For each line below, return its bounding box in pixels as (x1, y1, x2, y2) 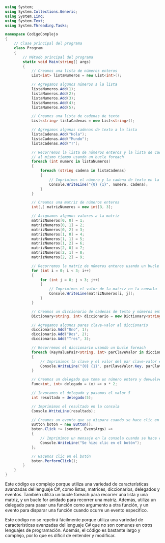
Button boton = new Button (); (31, 422, 93, 427)
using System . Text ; (5, 18, 45, 23)
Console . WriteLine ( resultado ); (31, 408, 96, 413)
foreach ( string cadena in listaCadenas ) (40, 168, 126, 173)
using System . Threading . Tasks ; (5, 23, 69, 28)
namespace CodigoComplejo (5, 32, 58, 37)
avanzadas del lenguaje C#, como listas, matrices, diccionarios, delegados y (5, 486, 160, 492)
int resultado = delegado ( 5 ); (31, 395, 93, 400)
